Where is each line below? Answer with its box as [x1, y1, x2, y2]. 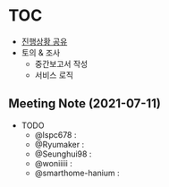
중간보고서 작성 [34, 58, 89, 69]
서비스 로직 [34, 69, 73, 81]
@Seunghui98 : [34, 149, 92, 159]
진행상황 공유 [21, 36, 68, 47]
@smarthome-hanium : [34, 167, 120, 178]
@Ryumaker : [34, 139, 85, 149]
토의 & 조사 [21, 47, 61, 58]
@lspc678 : [34, 129, 77, 140]
